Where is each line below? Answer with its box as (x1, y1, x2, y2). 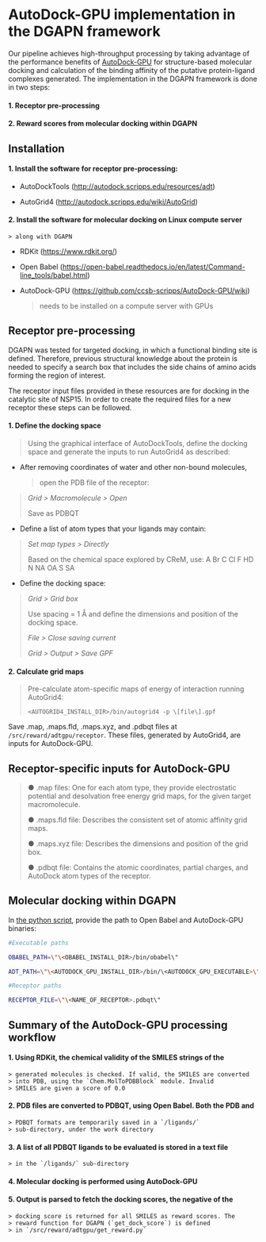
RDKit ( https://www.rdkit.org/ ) (19, 246, 117, 256)
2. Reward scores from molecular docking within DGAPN (8, 119, 198, 129)
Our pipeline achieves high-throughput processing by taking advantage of (8, 48, 250, 58)
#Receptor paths (8, 982, 62, 990)
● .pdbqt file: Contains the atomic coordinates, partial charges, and (27, 863, 249, 872)
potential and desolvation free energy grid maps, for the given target (27, 791, 252, 801)
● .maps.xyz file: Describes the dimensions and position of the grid (27, 839, 249, 848)
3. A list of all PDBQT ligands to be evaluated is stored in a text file (8, 1142, 229, 1152)
